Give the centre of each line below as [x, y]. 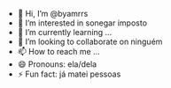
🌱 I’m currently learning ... [65, 32]
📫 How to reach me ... [58, 51]
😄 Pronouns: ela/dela [57, 64]
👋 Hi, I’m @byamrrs [53, 14]
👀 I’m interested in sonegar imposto [82, 23]
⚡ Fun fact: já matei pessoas [69, 74]
